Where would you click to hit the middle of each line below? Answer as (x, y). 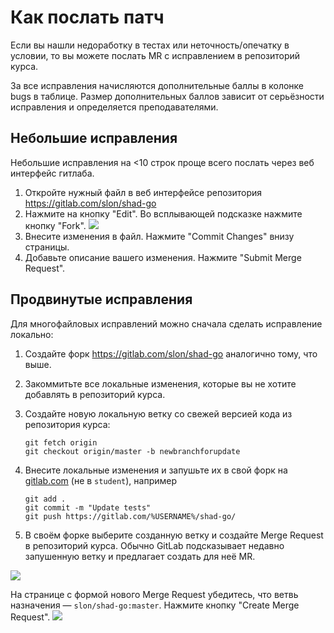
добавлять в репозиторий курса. (95, 394)
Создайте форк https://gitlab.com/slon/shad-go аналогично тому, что (171, 353)
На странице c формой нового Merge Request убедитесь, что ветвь (154, 594)
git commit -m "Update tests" (88, 507)
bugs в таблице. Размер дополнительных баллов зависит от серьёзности (167, 96)
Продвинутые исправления (101, 299)
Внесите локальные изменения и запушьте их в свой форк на (156, 470)
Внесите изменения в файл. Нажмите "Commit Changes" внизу (159, 236)
